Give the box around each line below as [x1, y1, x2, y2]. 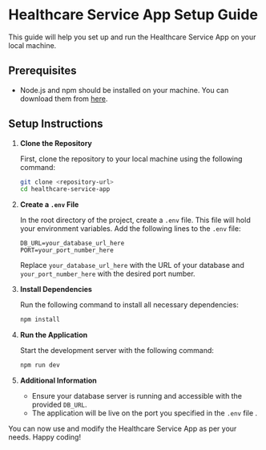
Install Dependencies [19, 285, 92, 294]
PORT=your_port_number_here [19, 246, 114, 254]
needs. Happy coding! [8, 432, 82, 442]
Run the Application [19, 330, 88, 340]
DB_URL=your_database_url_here [19, 239, 125, 248]
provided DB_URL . [31, 399, 87, 410]
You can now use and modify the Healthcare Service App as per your [8, 424, 237, 434]
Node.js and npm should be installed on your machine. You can [19, 85, 229, 95]
